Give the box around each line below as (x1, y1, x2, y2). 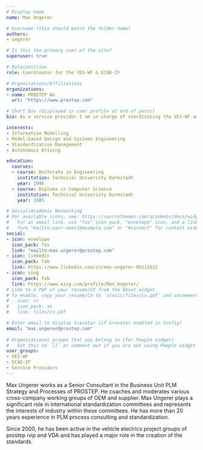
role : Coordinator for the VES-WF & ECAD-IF (6, 69, 120, 75)
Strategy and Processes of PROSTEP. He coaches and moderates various (6, 387, 190, 395)
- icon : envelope (6, 236, 50, 242)
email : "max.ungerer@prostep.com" (6, 325, 94, 332)
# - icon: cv (6, 298, 39, 304)
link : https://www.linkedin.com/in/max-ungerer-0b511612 (11, 264, 158, 270)
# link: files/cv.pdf (6, 309, 66, 315)
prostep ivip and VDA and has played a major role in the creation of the (6, 431, 182, 439)
